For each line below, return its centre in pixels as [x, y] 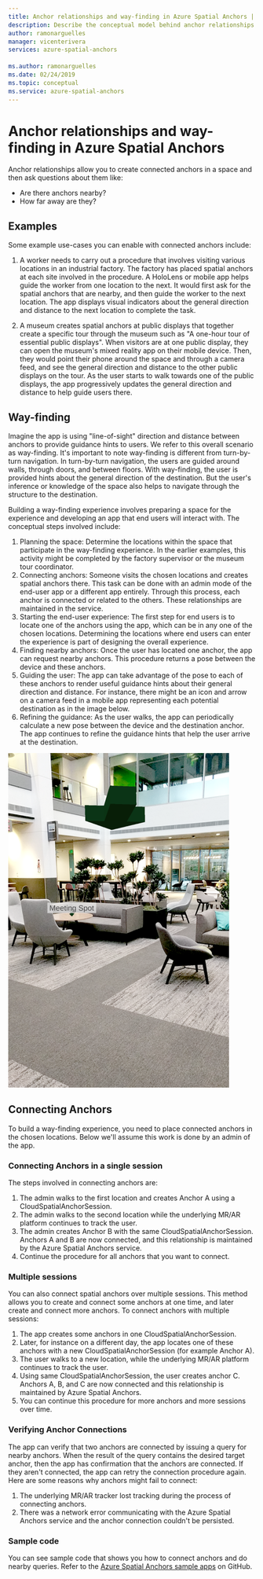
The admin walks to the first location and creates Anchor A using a [127, 1198]
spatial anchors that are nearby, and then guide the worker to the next [132, 294]
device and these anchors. [62, 667]
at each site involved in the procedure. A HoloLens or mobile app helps [134, 277]
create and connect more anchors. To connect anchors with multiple [119, 1311]
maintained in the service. [61, 608]
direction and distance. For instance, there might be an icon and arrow [133, 692]
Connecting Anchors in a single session [86, 1166]
